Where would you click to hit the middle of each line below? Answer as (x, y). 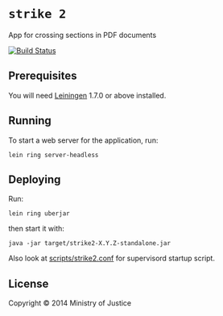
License (29, 283)
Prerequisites (43, 76)
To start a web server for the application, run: (83, 140)
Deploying (35, 179)
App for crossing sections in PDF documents (83, 35)
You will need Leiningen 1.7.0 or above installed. (87, 95)
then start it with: (36, 229)
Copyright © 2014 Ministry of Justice (70, 303)
